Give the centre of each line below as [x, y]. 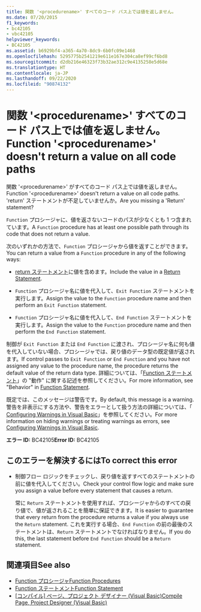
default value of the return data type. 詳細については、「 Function [85, 373]
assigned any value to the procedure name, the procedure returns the [92, 366]
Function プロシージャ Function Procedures [68, 581]
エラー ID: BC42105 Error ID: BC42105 [53, 440]
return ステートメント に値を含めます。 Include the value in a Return [97, 272]
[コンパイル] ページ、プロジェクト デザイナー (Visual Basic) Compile [99, 596]
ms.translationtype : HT [36, 67]
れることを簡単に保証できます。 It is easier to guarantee [125, 510]
